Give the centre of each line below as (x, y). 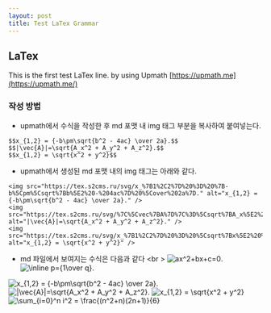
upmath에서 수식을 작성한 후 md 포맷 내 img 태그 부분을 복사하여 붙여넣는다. (140, 125)
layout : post (30, 16)
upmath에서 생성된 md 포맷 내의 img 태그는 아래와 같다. (108, 171)
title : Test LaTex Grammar (54, 23)
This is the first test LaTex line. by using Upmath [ (90, 75)
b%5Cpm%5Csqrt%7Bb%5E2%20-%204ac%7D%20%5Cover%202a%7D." (106, 193)
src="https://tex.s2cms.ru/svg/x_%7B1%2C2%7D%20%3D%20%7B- (127, 186)
